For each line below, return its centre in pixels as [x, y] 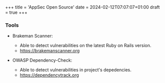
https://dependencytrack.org [49, 75]
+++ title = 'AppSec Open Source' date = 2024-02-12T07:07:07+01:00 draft [82, 7]
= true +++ [16, 12]
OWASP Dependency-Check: [42, 60]
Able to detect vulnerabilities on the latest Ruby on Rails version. [85, 45]
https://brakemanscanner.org [50, 51]
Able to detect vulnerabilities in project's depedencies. [76, 70]
